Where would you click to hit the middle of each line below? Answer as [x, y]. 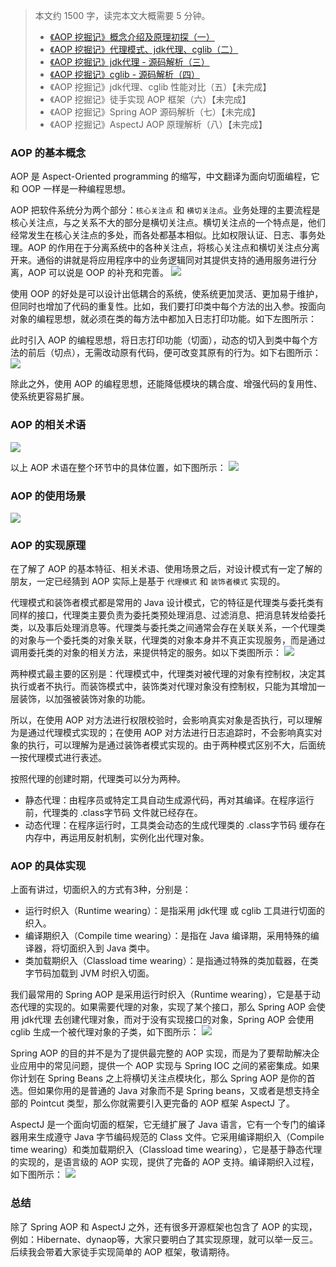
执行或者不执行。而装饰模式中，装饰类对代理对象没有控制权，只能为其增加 [163, 686]
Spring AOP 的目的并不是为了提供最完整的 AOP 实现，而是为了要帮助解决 [161, 1053]
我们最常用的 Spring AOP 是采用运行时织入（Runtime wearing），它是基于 [161, 995]
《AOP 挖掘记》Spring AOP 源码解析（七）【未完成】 [155, 112]
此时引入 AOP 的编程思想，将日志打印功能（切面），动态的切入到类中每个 [160, 340]
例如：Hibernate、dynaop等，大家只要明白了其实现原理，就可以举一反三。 [164, 1239]
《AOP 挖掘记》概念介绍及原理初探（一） [132, 37]
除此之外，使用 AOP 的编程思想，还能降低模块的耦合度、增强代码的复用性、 [166, 384]
